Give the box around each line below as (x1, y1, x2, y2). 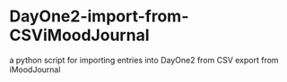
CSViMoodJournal (9, 25, 150, 45)
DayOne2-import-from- (9, 6, 189, 27)
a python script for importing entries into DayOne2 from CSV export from (9, 54, 280, 65)
